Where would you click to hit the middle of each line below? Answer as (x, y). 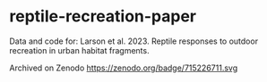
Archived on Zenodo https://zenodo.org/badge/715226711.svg (124, 68)
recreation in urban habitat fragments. (79, 50)
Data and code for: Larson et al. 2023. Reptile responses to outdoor (133, 41)
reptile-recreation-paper (103, 16)
